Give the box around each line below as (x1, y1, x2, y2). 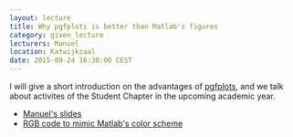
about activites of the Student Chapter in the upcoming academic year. (9, 90, 276, 101)
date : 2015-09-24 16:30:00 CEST (9, 56, 132, 65)
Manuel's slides (22, 109, 82, 119)
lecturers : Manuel (9, 38, 79, 48)
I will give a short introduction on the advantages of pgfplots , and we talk (9, 81, 285, 91)
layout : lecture (9, 13, 71, 23)
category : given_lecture (9, 30, 104, 39)
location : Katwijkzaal (9, 47, 96, 57)
